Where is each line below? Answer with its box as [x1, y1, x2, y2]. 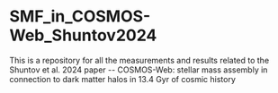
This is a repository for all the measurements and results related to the [9, 55, 270, 65]
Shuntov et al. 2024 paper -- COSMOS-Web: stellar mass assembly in [9, 64, 268, 75]
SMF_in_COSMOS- [9, 6, 151, 27]
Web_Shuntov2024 [9, 25, 157, 46]
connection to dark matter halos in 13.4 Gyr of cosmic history [9, 73, 237, 84]
